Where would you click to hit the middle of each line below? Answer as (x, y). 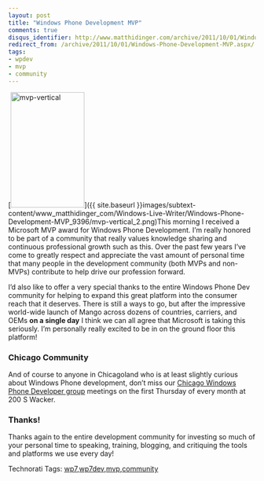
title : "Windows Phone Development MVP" (75, 23)
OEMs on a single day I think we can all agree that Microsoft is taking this (127, 320)
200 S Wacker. (32, 399)
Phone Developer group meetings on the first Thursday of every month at (127, 391)
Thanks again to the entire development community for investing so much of (132, 437)
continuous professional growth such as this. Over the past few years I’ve (127, 246)
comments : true (33, 30)
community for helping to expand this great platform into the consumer (123, 295)
